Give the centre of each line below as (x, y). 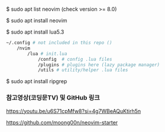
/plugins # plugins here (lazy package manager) (99, 65)
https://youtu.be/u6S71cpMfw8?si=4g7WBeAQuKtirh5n (74, 111)
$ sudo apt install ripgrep (37, 81)
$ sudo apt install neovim (37, 20)
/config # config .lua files (75, 59)
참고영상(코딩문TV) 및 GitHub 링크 (53, 98)
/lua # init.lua (47, 54)
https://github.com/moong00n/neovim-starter (62, 122)
